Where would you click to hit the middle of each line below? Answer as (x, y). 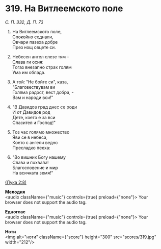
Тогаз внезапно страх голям (42, 67)
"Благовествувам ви (34, 87)
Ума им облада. (29, 72)
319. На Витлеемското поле (64, 9)
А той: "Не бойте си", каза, (40, 82)
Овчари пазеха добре (35, 42)
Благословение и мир (35, 168)
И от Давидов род (31, 112)
